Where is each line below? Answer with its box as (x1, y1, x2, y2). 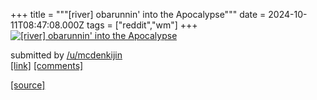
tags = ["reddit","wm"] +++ (86, 19, 198, 31)
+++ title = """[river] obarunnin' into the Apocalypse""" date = (10, 9, 267, 20)
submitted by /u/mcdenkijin (10, 49, 123, 61)
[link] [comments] (10, 60, 84, 71)
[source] (10, 79, 46, 91)
